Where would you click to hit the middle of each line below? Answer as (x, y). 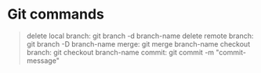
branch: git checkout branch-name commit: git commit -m (120, 52)
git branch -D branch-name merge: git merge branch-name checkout (138, 43)
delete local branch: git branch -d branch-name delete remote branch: (140, 36)
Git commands (56, 14)
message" (43, 61)
